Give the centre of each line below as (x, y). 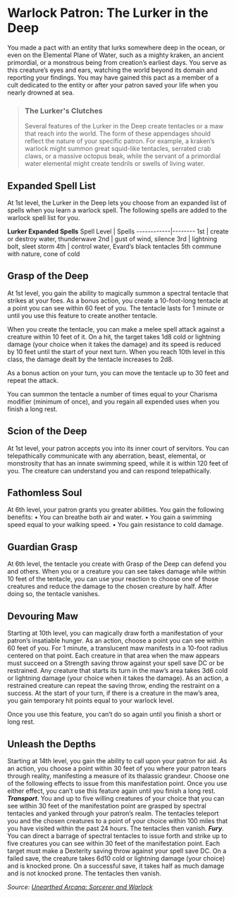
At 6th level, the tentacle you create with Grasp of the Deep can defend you (117, 564)
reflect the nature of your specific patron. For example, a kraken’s (119, 141)
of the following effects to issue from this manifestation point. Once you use (117, 783)
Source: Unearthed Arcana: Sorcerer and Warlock (80, 887)
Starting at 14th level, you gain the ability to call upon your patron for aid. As (117, 760)
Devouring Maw (43, 616)
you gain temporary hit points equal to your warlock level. (91, 700)
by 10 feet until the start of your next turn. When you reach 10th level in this (116, 351)
